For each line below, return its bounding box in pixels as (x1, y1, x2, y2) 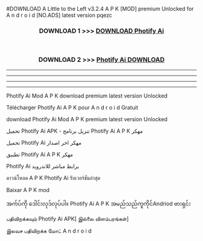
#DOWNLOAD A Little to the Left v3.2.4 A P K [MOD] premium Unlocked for (6, 5, 195, 12)
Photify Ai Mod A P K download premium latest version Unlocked (6, 92, 168, 99)
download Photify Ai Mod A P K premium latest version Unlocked (6, 115, 168, 123)
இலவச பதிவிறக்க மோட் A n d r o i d (6, 227, 92, 234)
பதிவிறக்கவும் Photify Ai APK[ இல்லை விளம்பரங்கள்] (6, 215, 129, 222)
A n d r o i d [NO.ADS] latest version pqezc (6, 12, 113, 19)
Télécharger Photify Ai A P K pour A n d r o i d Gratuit (6, 104, 138, 111)
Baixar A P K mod (6, 186, 50, 193)
